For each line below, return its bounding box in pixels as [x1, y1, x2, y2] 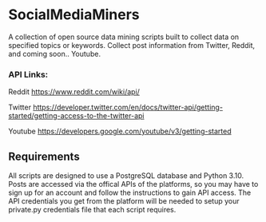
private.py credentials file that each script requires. [8, 205, 177, 215]
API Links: [8, 69, 49, 80]
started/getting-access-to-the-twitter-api [8, 111, 145, 121]
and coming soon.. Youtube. [8, 49, 101, 58]
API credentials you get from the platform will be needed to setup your [8, 196, 240, 206]
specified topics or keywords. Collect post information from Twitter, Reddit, [8, 40, 256, 50]
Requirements [8, 149, 80, 163]
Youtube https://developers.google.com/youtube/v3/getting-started [8, 126, 232, 137]
